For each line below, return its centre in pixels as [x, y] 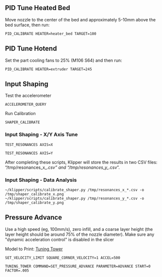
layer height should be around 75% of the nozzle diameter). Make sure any [80, 234]
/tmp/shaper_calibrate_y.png [34, 203]
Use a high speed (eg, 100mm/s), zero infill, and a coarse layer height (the [79, 229]
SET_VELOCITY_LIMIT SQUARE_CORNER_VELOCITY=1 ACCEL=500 [63, 258]
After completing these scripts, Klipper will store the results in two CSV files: [81, 162]
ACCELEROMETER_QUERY [26, 105]
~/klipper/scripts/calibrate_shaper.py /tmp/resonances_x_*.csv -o [75, 190]
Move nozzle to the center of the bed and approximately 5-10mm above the [81, 19]
